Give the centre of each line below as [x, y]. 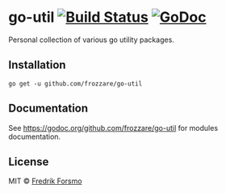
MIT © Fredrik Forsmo [45, 181]
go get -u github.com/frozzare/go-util [75, 84]
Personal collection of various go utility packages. [92, 40]
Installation [37, 65]
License [29, 162]
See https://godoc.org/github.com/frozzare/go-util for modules [113, 128]
